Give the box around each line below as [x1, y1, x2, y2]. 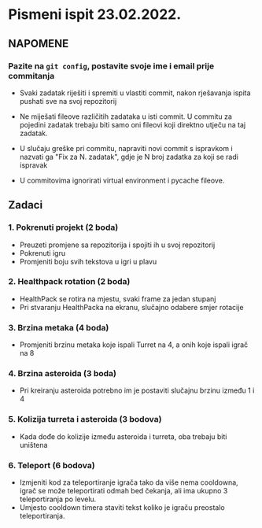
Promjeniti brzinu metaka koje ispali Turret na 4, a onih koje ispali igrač [19, 340, 249, 349]
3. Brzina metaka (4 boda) [8, 322, 109, 333]
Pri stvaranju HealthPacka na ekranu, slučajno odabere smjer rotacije [19, 302, 244, 312]
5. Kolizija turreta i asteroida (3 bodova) [8, 414, 162, 425]
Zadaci [8, 198, 43, 212]
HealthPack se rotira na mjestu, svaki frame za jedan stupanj [19, 294, 216, 304]
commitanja [8, 70, 55, 81]
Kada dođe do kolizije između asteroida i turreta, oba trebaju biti [19, 431, 227, 441]
